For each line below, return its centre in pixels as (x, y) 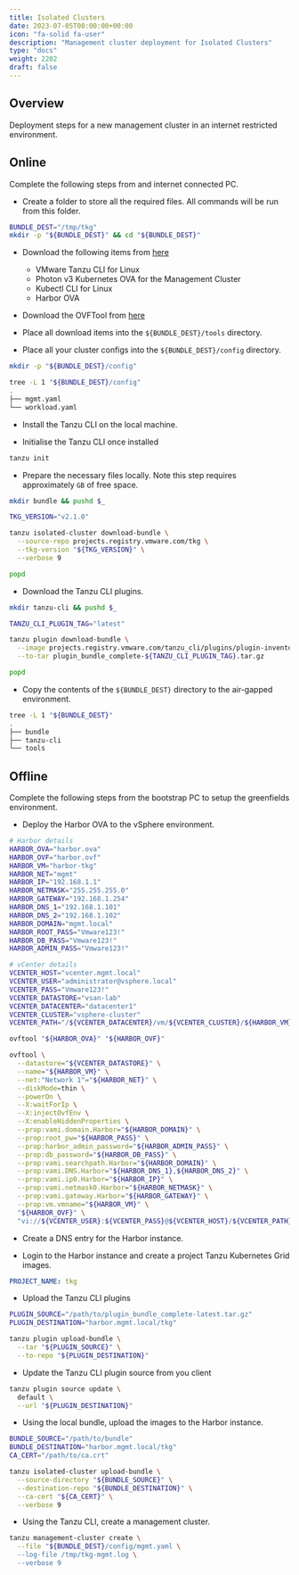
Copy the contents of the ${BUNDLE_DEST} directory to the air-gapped (147, 689)
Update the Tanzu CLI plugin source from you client (117, 1372)
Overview (37, 104)
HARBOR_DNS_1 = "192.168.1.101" (65, 908)
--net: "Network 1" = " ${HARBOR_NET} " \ (87, 1080)
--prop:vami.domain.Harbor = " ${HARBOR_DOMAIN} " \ (109, 1130)
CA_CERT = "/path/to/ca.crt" (59, 1455)
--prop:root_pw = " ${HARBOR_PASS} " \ (83, 1138)
